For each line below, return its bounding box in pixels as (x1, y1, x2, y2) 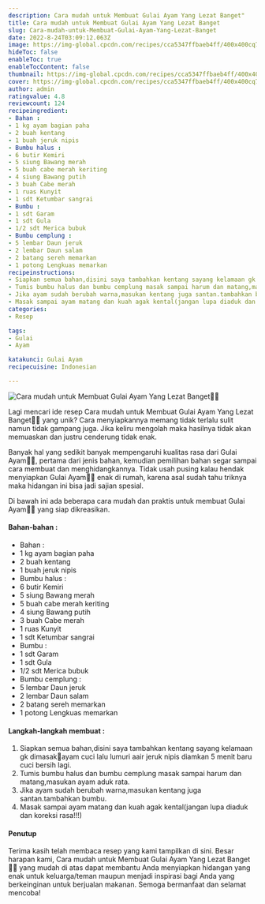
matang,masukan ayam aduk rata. (19, 777, 130, 786)
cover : (8, 77, 30, 85)
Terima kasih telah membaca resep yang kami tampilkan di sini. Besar (8, 846, 234, 856)
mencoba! (8, 888, 41, 898)
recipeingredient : (8, 107, 69, 115)
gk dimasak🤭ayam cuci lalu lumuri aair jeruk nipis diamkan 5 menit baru (19, 752, 252, 762)
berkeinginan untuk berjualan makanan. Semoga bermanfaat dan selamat (8, 880, 247, 889)
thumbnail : (8, 70, 44, 78)
